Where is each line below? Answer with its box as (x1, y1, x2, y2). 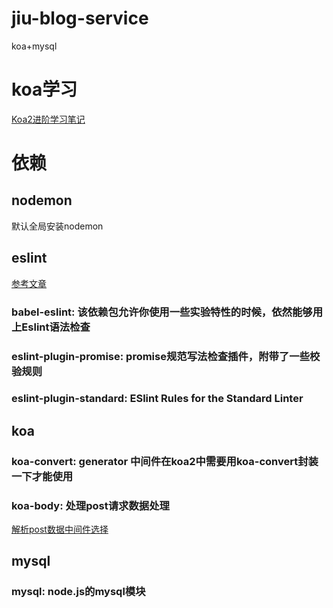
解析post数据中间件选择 (11, 523, 109, 536)
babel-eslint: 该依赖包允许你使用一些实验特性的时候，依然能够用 (11, 305, 324, 319)
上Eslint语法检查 (11, 320, 91, 334)
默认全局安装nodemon (11, 220, 104, 232)
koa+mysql (11, 40, 58, 52)
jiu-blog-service (11, 7, 149, 30)
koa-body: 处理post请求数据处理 (11, 498, 170, 512)
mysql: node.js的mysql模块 (11, 585, 146, 599)
